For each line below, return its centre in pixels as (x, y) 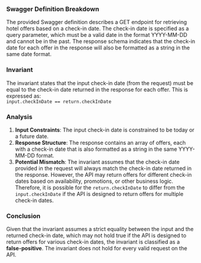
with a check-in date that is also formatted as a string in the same (96, 149)
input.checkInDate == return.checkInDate (59, 101)
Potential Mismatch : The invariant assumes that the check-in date (97, 162)
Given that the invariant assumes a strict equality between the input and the (100, 229)
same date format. (29, 54)
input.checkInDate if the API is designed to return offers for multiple (99, 194)
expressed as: (23, 96)
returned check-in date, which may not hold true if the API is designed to (96, 236)
